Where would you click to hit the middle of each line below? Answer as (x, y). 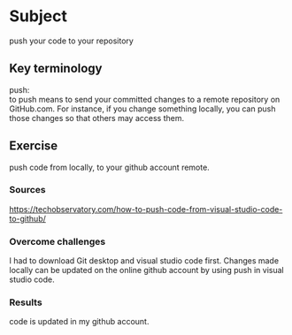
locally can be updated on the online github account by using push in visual (147, 270)
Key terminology (56, 69)
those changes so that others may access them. (96, 118)
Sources (27, 190)
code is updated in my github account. (79, 322)
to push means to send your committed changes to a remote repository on (145, 99)
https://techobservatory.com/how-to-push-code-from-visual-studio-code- (146, 209)
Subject (38, 16)
